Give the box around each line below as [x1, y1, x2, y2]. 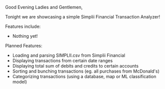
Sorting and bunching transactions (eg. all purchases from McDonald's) [12, 68, 160, 74]
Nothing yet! [12, 33, 38, 39]
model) [12, 79, 27, 85]
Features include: [5, 23, 41, 29]
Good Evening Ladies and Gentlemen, [5, 4, 83, 10]
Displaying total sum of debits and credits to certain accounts [12, 63, 139, 69]
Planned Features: [5, 43, 42, 49]
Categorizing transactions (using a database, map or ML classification [12, 74, 157, 79]
